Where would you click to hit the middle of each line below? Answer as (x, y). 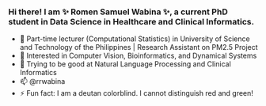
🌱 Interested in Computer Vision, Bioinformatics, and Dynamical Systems (138, 56)
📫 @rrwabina (42, 81)
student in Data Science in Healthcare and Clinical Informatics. (131, 21)
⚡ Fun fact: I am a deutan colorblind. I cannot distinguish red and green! (136, 93)
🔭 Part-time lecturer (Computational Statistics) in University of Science (135, 39)
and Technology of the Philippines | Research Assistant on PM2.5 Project (139, 47)
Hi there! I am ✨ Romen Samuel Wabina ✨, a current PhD (118, 12)
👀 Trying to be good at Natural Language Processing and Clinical (125, 64)
